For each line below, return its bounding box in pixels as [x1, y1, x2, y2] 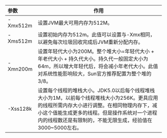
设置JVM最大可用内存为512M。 [38, 19, 113, 26]
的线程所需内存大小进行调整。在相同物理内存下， [38, 102, 153, 109]
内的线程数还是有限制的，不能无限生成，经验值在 [38, 117, 153, 124]
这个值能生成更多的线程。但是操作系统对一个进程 [43, 109, 158, 116]
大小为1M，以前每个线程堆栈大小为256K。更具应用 [38, 94, 158, 101]
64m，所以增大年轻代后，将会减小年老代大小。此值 [38, 63, 158, 69]
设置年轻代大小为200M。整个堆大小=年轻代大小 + [38, 48, 155, 55]
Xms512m [7, 38, 32, 44]
